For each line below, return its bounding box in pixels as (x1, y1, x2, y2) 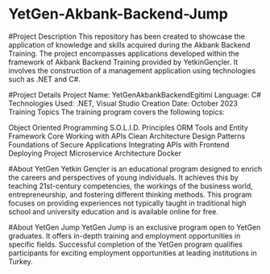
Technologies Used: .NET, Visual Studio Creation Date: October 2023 (8, 98, 238, 108)
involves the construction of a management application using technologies (8, 65, 256, 75)
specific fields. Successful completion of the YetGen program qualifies (8, 239, 243, 249)
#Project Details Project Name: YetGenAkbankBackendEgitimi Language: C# (8, 89, 262, 99)
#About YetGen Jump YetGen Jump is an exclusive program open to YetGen (8, 222, 261, 232)
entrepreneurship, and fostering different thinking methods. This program (8, 189, 252, 199)
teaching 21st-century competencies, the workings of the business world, (8, 181, 253, 190)
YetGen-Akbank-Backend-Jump (8, 5, 228, 23)
